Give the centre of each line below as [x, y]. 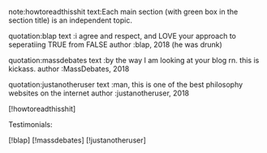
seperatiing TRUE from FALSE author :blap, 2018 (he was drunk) [116, 45]
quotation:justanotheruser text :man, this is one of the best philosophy [126, 85]
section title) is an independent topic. [70, 20]
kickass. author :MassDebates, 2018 [69, 69]
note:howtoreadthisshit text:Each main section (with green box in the [123, 12]
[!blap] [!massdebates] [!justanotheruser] [77, 140]
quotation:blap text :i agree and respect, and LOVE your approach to [123, 36]
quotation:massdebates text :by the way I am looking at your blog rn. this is [134, 60]
